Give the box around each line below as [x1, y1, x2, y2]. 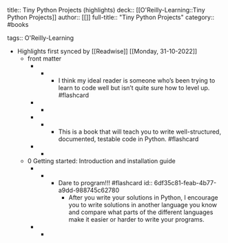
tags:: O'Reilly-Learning [7, 34, 74, 42]
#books [7, 21, 29, 28]
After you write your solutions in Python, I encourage [68, 193, 218, 202]
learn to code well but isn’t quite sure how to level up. [58, 84, 210, 92]
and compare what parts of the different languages [68, 208, 214, 216]
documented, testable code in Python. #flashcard [58, 135, 199, 143]
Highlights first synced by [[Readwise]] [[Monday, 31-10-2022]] [17, 47, 198, 55]
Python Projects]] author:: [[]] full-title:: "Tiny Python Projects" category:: [7, 13, 215, 21]
